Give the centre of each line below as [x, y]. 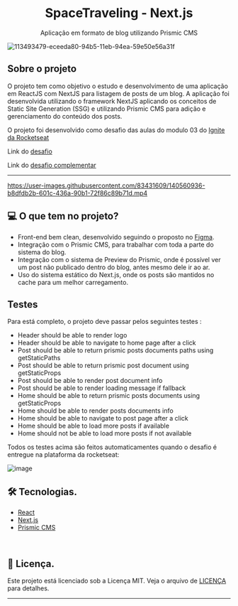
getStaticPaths [39, 358]
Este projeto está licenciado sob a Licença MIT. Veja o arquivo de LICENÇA [117, 581]
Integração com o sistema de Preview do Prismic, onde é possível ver [119, 259]
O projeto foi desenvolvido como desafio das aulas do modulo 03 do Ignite [116, 130]
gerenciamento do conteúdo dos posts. [65, 116]
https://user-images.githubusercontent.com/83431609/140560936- [106, 185]
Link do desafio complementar [52, 165]
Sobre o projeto [42, 69]
